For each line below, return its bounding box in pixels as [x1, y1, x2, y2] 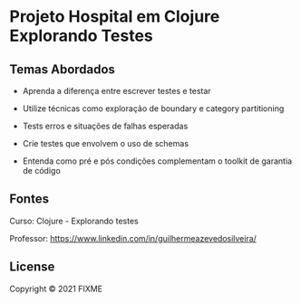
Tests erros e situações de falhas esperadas [22, 120, 189, 131]
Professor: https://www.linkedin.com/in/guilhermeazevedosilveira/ [9, 232, 257, 243]
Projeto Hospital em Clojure [9, 6, 220, 27]
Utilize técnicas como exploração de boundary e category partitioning [22, 103, 285, 114]
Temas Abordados [9, 62, 116, 77]
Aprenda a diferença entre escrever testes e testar [22, 86, 211, 96]
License [9, 260, 55, 275]
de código [22, 166, 61, 175]
